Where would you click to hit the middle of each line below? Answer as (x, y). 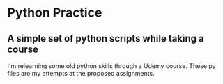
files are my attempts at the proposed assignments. (81, 73)
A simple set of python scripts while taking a (106, 39)
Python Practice (55, 13)
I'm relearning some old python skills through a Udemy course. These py (111, 66)
